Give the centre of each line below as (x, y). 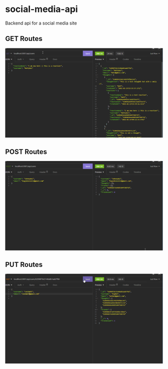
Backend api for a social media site (41, 23)
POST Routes (26, 152)
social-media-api (42, 9)
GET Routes (24, 39)
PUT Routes (24, 264)
